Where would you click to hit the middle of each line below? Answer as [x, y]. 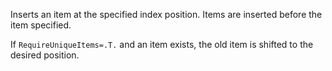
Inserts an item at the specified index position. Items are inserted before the [166, 14]
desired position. [45, 55]
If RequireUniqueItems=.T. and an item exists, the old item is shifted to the [162, 44]
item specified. [41, 25]
